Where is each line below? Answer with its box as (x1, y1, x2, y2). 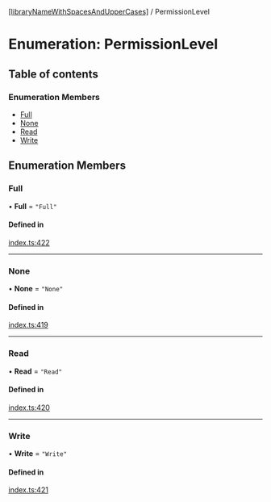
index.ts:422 (8, 237, 50, 247)
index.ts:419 (8, 320, 48, 330)
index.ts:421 (8, 485, 48, 495)
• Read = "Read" (8, 366, 63, 376)
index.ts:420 (8, 403, 51, 412)
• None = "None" (8, 284, 64, 294)
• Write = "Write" (8, 449, 68, 458)
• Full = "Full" (8, 201, 57, 211)
